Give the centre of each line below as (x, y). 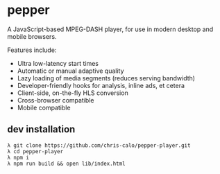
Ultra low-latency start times (58, 63)
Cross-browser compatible (56, 100)
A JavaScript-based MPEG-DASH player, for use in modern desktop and (110, 29)
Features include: (32, 50)
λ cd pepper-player (35, 151)
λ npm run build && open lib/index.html (67, 164)
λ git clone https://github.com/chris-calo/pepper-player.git (99, 145)
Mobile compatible (44, 107)
